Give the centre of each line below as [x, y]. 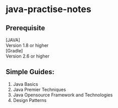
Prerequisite [25, 28]
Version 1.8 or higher [27, 45]
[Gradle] [14, 51]
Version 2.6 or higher [28, 56]
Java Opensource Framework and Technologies [63, 95]
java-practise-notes [48, 9]
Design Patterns [30, 100]
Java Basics [25, 84]
